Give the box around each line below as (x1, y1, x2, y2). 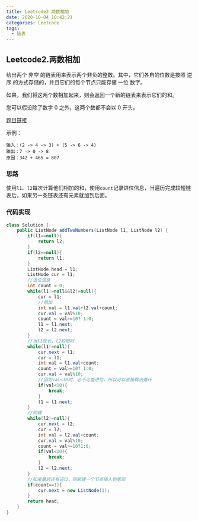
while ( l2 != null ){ (27, 416, 70, 422)
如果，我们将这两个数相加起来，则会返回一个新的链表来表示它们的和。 (6, 91, 178, 98)
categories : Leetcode (6, 20, 60, 26)
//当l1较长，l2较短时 (27, 338, 75, 344)
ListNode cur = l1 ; (27, 272, 76, 278)
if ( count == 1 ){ (27, 482, 62, 488)
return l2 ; (37, 238, 65, 244)
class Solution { (6, 222, 49, 228)
